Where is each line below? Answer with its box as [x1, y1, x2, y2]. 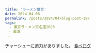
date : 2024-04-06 [5, 11, 40, 16]
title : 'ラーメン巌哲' [5, 7, 47, 12]
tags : [5, 20, 16, 25]
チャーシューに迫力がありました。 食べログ [5, 43, 91, 48]
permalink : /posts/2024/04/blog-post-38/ [5, 16, 90, 21]
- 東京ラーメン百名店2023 [9, 25, 55, 30]
